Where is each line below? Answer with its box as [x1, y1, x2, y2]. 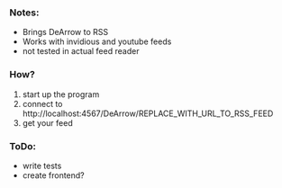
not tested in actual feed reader [22, 46, 140, 57]
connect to [22, 98, 63, 109]
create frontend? [22, 169, 86, 181]
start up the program [22, 88, 100, 100]
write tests [22, 160, 62, 171]
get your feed [22, 117, 74, 128]
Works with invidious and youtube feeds [22, 36, 172, 47]
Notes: [9, 6, 40, 19]
